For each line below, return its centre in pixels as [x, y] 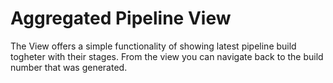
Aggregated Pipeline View [121, 18]
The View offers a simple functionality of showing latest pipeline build [153, 46]
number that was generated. [69, 67]
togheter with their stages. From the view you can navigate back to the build [167, 56]
